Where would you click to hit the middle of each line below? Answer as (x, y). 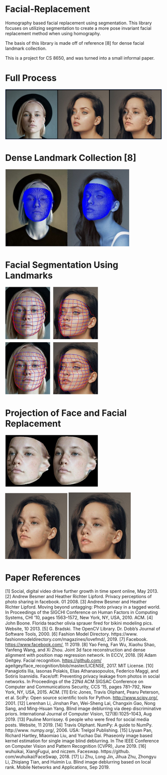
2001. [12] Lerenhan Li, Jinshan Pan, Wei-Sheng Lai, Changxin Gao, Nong (80, 703)
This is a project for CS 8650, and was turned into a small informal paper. (80, 58)
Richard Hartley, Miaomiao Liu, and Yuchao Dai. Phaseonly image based (79, 736)
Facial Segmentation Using (62, 265)
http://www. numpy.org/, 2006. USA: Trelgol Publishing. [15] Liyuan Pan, (79, 730)
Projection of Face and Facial (66, 413)
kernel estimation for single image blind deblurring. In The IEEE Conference (82, 741)
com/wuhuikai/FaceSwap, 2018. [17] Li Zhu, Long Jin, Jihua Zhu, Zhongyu (81, 757)
